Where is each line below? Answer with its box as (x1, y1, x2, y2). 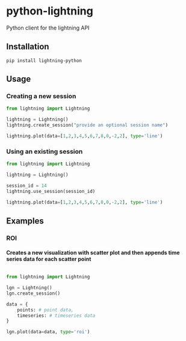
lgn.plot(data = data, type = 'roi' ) (6, 329, 90, 335)
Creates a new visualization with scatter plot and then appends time (6, 249, 180, 256)
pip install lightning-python (6, 57, 82, 64)
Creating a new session (6, 92, 76, 101)
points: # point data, (17, 307, 74, 313)
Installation (6, 42, 49, 52)
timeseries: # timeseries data (17, 312, 96, 319)
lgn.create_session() (6, 290, 61, 296)
